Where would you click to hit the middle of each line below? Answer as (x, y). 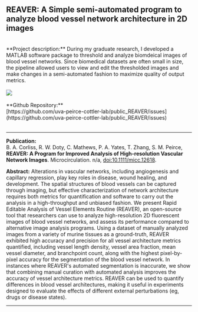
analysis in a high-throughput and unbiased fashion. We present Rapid (91, 202)
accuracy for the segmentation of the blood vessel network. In (94, 259)
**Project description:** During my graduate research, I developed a (90, 49)
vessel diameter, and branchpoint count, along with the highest (82, 253)
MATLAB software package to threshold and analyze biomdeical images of (97, 55)
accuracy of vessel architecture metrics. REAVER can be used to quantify (95, 278)
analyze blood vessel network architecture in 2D (97, 19)
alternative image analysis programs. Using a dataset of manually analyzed (97, 228)
